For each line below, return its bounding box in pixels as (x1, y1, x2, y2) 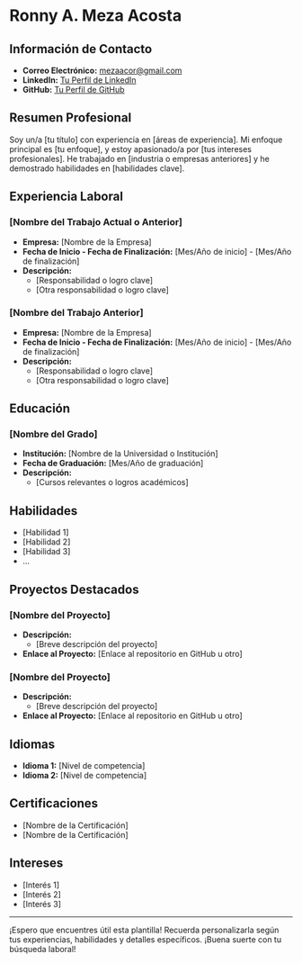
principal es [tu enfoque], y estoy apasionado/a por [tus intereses (9, 143, 253, 154)
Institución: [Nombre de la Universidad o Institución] (22, 448, 218, 459)
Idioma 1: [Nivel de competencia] (22, 760, 146, 771)
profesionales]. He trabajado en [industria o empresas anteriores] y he (9, 153, 270, 164)
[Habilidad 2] (22, 536, 71, 547)
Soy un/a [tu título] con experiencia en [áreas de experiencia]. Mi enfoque (9, 134, 283, 145)
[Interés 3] (22, 898, 61, 909)
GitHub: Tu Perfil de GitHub (22, 85, 125, 94)
